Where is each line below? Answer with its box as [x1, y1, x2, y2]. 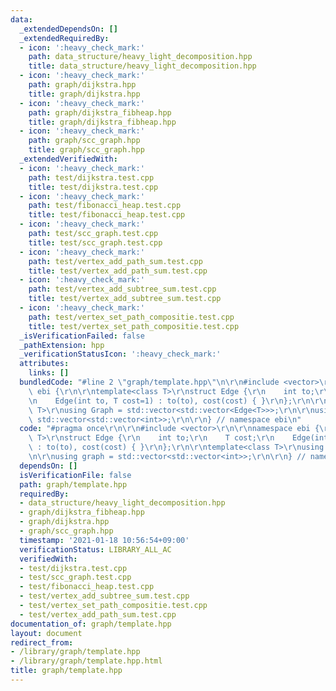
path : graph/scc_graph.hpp [28, 136, 141, 146]
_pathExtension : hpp [19, 340, 105, 350]
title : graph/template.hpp [10, 666, 123, 676]
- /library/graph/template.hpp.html [10, 656, 163, 666]
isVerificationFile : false [19, 470, 132, 480]
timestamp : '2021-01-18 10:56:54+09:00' [19, 535, 190, 545]
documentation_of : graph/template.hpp [10, 619, 172, 629]
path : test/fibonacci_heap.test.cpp [28, 201, 182, 211]
